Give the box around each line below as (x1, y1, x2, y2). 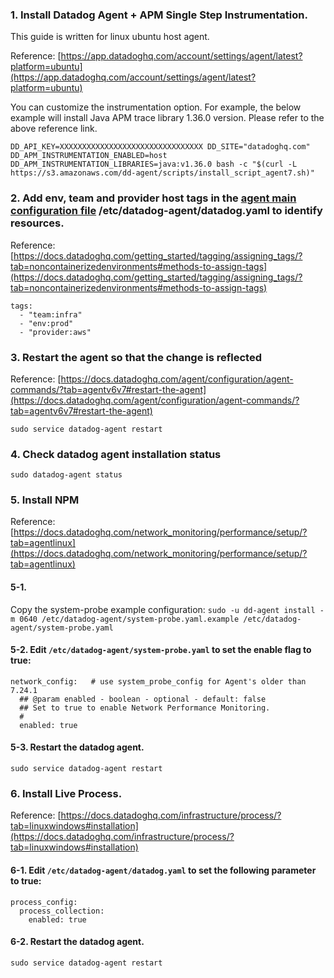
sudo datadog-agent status (10, 470, 123, 480)
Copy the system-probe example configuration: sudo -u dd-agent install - (10, 603, 325, 615)
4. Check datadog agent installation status (10, 447, 222, 461)
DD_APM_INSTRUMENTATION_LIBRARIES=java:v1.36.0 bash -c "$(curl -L (10, 159, 298, 170)
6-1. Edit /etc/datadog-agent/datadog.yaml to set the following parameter (10, 864, 317, 876)
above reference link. (10, 123, 98, 135)
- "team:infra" (19, 309, 83, 320)
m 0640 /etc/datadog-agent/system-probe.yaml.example (10, 614, 240, 624)
